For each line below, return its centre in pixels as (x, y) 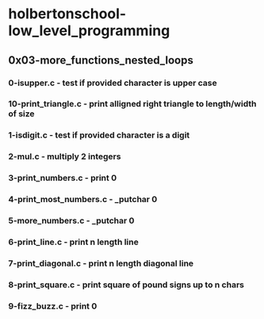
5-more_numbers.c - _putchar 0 (71, 221)
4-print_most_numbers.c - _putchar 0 (83, 200)
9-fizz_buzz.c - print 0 (53, 305)
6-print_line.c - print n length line (73, 242)
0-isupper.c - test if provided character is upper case (113, 83)
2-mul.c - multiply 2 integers (65, 157)
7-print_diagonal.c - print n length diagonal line (101, 263)
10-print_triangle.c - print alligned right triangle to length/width (132, 104)
